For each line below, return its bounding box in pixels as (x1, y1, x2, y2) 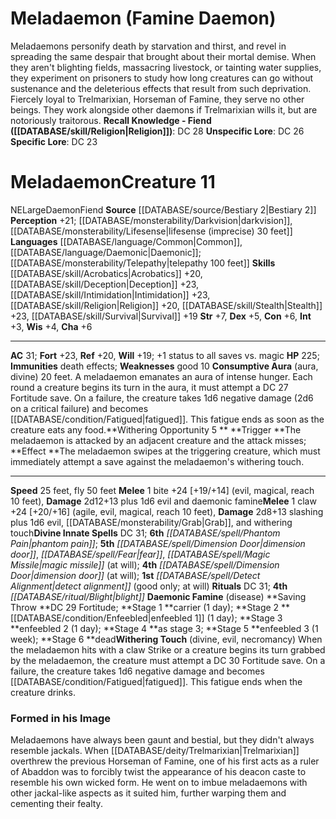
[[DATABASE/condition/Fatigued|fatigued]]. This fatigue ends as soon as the (10, 413, 325, 425)
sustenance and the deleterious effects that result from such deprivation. (10, 82, 312, 94)
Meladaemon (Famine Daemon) (10, 7, 277, 30)
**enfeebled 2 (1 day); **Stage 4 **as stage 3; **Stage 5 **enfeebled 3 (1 (10, 622, 319, 634)
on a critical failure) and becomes (10, 402, 149, 414)
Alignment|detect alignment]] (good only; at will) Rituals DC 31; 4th (10, 580, 288, 592)
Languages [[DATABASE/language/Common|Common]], (10, 235, 243, 247)
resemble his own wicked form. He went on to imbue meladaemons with (10, 777, 308, 789)
